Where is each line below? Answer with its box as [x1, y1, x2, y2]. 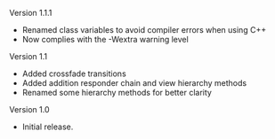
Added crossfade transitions [21, 68, 126, 79]
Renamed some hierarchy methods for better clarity [21, 88, 212, 97]
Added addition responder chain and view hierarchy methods [21, 78, 247, 88]
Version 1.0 [9, 104, 50, 114]
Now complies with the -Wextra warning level [21, 35, 189, 44]
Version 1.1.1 [9, 8, 53, 18]
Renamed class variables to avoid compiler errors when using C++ [21, 25, 267, 35]
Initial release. [21, 121, 74, 132]
